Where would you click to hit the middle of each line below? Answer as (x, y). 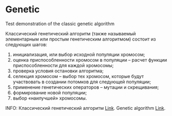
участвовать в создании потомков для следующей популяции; (82, 82)
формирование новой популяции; (50, 92)
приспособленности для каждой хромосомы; (63, 65)
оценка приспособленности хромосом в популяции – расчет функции (90, 60)
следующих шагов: (26, 44)
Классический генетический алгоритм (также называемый (71, 33)
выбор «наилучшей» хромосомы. (50, 98)
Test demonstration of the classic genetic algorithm (60, 24)
